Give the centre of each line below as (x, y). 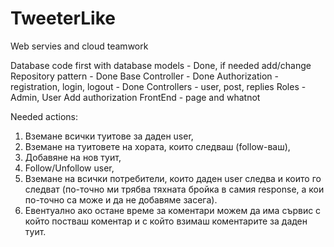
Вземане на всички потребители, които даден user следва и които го (173, 178)
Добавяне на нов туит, (73, 157)
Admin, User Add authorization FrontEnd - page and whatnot (135, 97)
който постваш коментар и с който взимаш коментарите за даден (166, 221)
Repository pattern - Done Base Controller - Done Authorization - (144, 76)
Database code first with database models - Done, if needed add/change (161, 65)
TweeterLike (63, 18)
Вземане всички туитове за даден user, (109, 136)
